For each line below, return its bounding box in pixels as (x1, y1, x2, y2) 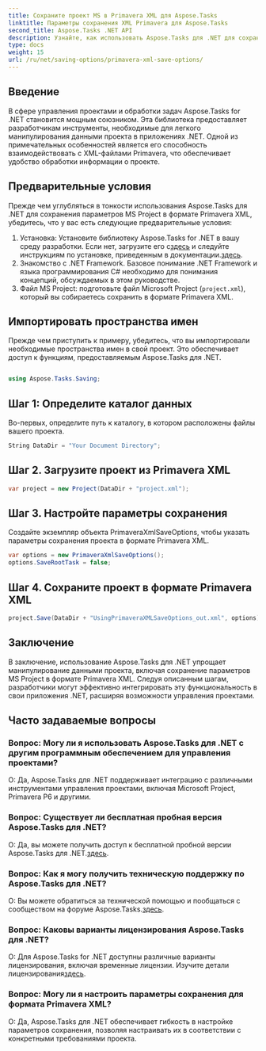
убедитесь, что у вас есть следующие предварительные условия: (8, 217, 232, 227)
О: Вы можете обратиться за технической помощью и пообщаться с (8, 896, 241, 905)
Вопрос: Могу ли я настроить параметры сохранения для (8, 988, 244, 999)
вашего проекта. (8, 426, 65, 436)
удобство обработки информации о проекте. (8, 156, 161, 166)
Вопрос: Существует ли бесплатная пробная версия (8, 812, 222, 823)
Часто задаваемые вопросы (8, 714, 157, 728)
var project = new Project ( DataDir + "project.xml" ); (8, 484, 190, 492)
